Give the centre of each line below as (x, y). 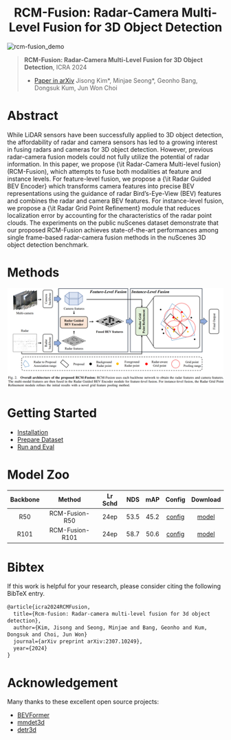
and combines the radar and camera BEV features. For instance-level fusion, (115, 201)
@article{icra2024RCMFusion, (49, 607)
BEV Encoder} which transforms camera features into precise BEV (101, 186)
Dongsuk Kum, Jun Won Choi (76, 88)
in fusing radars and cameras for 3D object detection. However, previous (110, 149)
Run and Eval (36, 447)
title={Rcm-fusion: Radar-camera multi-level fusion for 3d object (112, 614)
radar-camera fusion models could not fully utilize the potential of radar (108, 157)
